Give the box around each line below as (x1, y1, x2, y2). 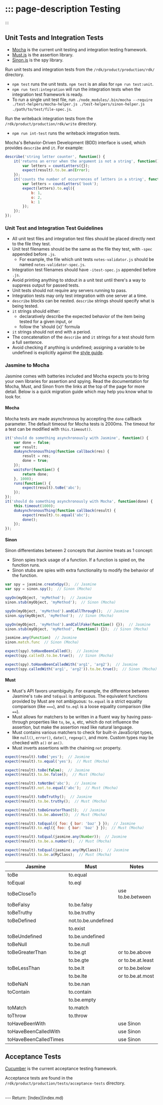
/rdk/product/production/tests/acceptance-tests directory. (5, 1080, 126, 1086)
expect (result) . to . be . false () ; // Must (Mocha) (5, 772, 105, 777)
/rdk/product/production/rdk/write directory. (5, 120, 97, 126)
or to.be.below (118, 965, 151, 971)
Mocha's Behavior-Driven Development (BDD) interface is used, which (5, 139, 146, 145)
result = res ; (22, 454, 51, 459)
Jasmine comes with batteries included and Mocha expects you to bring (5, 373, 149, 379)
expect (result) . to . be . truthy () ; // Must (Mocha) (5, 799, 108, 804)
